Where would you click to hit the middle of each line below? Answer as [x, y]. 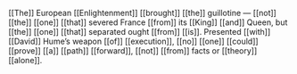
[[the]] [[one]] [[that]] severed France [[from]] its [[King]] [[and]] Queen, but [148, 22]
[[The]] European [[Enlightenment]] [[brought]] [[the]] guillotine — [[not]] [143, 13]
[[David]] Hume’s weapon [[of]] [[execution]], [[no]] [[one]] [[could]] [134, 41]
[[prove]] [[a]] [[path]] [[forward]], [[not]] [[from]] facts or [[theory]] [133, 51]
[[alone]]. [25, 60]
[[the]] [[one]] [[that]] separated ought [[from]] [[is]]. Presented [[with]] [140, 32]
